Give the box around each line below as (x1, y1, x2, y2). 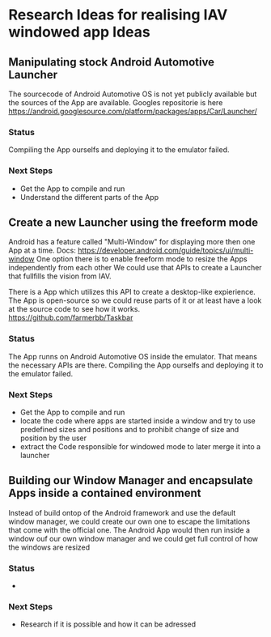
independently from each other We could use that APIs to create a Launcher (8, 263, 262, 273)
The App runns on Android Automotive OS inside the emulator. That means (8, 351, 257, 361)
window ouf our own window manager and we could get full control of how (8, 533, 259, 543)
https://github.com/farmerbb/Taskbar (8, 313, 133, 323)
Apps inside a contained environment (8, 486, 201, 500)
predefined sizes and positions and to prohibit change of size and (19, 425, 239, 434)
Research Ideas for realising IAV (8, 6, 228, 24)
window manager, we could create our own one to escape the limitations (8, 516, 251, 526)
